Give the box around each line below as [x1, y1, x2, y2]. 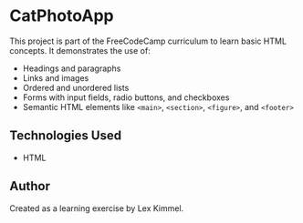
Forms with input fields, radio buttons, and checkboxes [22, 92, 230, 103]
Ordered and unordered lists [22, 82, 130, 93]
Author [9, 178, 50, 194]
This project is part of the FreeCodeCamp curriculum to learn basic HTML [9, 35, 287, 46]
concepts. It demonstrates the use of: [9, 45, 151, 56]
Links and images [22, 72, 89, 83]
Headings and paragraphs [22, 63, 121, 74]
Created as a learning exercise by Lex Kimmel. [9, 202, 184, 214]
